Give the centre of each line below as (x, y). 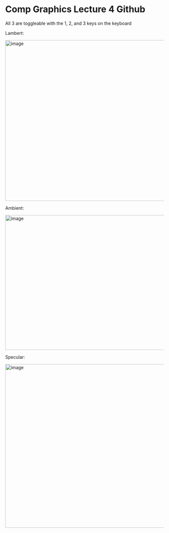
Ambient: (15, 208)
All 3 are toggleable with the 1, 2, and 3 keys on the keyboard (68, 23)
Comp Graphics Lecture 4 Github (75, 9)
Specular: (15, 357)
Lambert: (15, 33)
